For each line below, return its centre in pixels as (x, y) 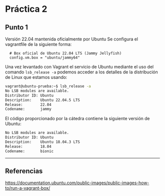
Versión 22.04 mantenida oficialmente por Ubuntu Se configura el (72, 39)
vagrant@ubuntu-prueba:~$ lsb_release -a (48, 86)
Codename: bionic (29, 151)
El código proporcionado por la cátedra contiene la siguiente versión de (77, 119)
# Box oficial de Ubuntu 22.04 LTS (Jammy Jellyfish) (66, 53)
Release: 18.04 (28, 146)
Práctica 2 (26, 9)
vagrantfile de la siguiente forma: (39, 44)
